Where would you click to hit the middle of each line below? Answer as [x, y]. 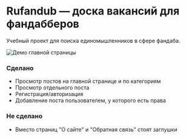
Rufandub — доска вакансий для [93, 11]
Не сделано [25, 116]
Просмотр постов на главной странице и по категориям [88, 81]
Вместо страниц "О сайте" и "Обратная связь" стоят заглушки [96, 129]
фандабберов [43, 24]
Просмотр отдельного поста [52, 88]
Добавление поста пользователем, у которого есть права [91, 100]
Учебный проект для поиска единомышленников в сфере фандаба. [93, 40]
